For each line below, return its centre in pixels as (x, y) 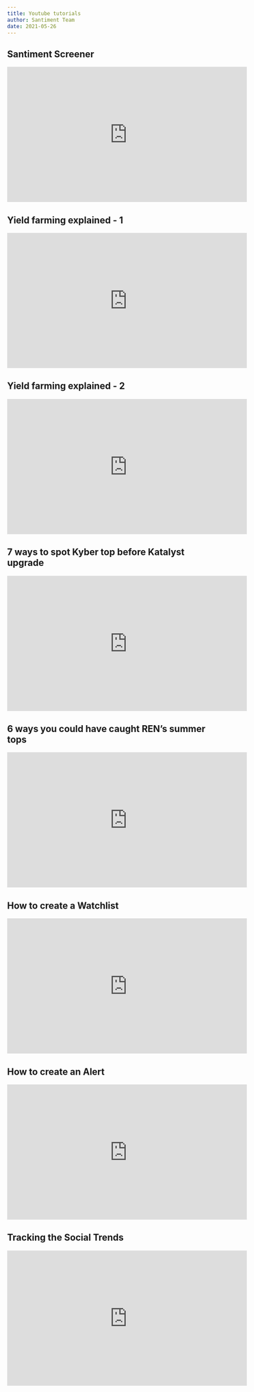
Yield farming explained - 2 (66, 386)
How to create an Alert (56, 1072)
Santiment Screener (51, 54)
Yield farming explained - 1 (65, 220)
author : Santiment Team (41, 20)
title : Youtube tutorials (44, 13)
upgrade (26, 563)
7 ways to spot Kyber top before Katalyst (96, 552)
